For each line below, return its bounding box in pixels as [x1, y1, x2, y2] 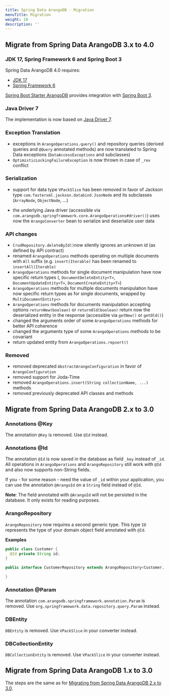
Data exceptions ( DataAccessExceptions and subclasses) [12, 151, 130, 157]
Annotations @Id [5, 445, 48, 452]
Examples [5, 537, 27, 543]
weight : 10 [5, 17, 28, 22]
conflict [12, 162, 29, 168]
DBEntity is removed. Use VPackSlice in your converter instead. [5, 627, 138, 634]
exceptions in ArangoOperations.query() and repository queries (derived [12, 141, 164, 147]
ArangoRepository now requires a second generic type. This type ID [5, 521, 146, 527]
